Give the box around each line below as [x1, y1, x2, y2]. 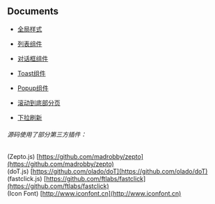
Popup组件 [17, 83, 49, 92]
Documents [7, 6, 59, 17]
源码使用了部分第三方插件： [7, 130, 87, 139]
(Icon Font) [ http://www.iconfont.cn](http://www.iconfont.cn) [7, 189, 182, 198]
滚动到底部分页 [17, 99, 61, 107]
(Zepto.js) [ [7, 153, 40, 161]
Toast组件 [17, 69, 47, 77]
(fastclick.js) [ [7, 175, 47, 183]
